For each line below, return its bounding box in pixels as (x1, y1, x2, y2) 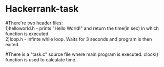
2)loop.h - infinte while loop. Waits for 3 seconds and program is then (5, 36, 152, 42)
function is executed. (5, 30, 50, 37)
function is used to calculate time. (5, 56, 77, 62)
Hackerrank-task (5, 3, 79, 15)
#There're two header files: (5, 20, 63, 26)
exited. (5, 41, 20, 47)
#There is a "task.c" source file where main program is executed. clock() (5, 51, 159, 57)
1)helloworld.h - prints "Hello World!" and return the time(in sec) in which (5, 25, 159, 31)
